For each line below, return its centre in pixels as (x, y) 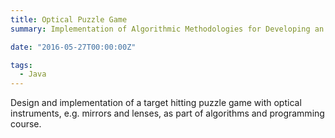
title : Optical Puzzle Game (69, 19)
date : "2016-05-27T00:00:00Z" (73, 47)
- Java (33, 74)
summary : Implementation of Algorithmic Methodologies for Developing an (167, 29)
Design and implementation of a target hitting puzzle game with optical (156, 103)
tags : (21, 65)
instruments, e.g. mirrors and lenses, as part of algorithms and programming (167, 113)
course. (26, 124)
